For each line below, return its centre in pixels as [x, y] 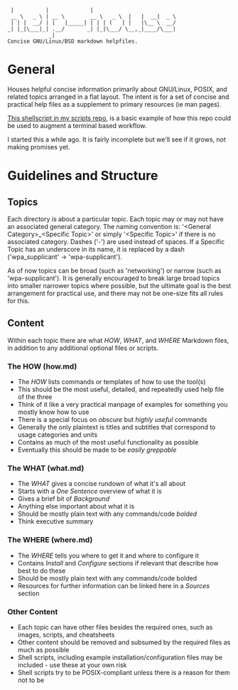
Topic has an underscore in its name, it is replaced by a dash [96, 249]
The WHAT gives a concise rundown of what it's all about [102, 484]
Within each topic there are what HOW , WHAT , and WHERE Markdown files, [118, 340]
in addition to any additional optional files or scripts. [83, 348]
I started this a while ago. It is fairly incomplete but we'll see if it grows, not [117, 139]
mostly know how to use [53, 412]
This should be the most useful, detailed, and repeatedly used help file [121, 389]
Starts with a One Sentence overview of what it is [90, 492]
